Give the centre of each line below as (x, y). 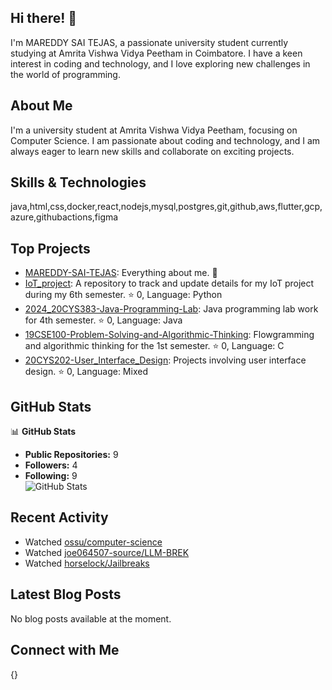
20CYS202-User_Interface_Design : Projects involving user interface (165, 360)
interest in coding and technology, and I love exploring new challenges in (160, 63)
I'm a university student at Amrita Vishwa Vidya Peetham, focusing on (154, 130)
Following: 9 (51, 476)
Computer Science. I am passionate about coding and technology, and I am (165, 140)
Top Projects (50, 248)
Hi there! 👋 (44, 18)
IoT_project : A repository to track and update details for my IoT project (169, 283)
